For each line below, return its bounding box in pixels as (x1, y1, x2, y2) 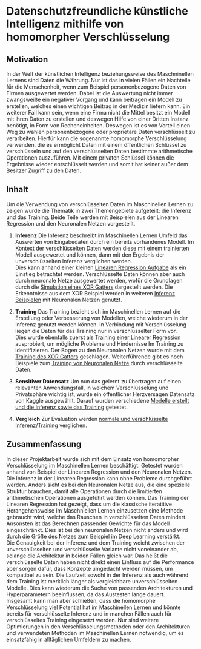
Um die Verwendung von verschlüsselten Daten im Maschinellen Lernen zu (6, 200, 194, 207)
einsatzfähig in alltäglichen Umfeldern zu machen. (6, 636, 131, 643)
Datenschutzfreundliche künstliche (6, 4, 189, 18)
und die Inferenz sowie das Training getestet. (15, 403, 128, 411)
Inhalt (6, 184, 28, 195)
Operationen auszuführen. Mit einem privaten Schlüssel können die (6, 154, 174, 161)
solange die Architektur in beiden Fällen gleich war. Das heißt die (6, 552, 168, 559)
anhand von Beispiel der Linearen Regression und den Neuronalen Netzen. (6, 468, 193, 476)
